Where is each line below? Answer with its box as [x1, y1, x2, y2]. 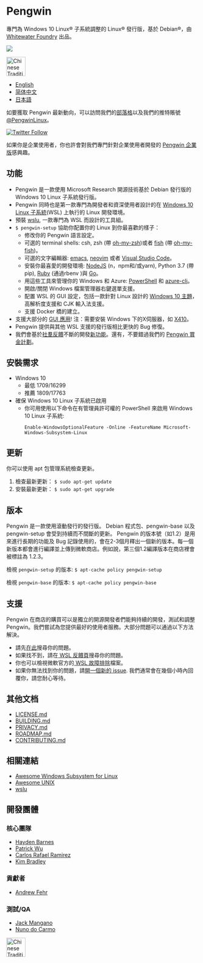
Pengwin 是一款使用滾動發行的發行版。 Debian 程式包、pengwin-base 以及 [6, 523, 195, 530]
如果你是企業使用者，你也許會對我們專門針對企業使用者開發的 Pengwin [6, 141, 185, 148]
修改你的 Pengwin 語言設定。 [24, 231, 98, 238]
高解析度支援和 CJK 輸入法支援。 [24, 300, 108, 307]
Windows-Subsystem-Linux [24, 429, 88, 435]
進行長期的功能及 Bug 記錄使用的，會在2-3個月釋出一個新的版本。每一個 [11, 538, 194, 545]
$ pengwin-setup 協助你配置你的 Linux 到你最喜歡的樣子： [15, 224, 160, 231]
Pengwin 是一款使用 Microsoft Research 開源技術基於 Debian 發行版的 [15, 185, 192, 193]
